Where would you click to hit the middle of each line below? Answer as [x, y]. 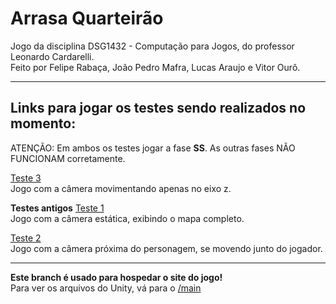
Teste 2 [26, 238]
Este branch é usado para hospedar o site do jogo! [116, 277]
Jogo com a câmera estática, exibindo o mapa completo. [127, 218]
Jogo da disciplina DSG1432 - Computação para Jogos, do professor [152, 46]
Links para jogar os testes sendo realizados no [158, 108]
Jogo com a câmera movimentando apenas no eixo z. [121, 188]
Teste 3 [26, 178]
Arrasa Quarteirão [87, 18]
